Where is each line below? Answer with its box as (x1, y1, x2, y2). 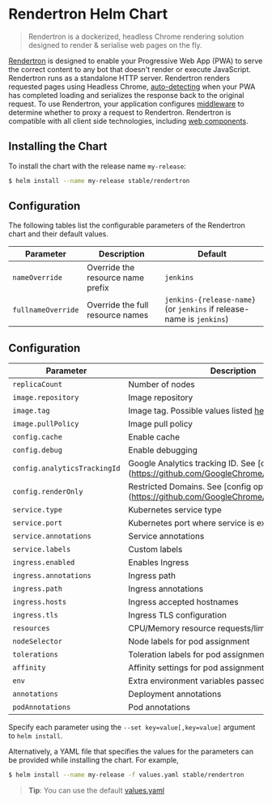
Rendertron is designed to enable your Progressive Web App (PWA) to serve (8, 56, 263, 66)
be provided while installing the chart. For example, (8, 755, 180, 765)
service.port (12, 519, 63, 528)
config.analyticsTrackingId (12, 464, 121, 474)
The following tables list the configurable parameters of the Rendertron (8, 220, 245, 231)
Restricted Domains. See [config (128, 481, 252, 492)
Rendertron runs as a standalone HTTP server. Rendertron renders (8, 73, 231, 83)
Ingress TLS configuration (128, 610, 227, 621)
